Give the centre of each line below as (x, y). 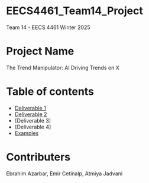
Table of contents (50, 91)
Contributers (38, 157)
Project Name (40, 51)
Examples (27, 133)
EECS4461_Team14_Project (74, 11)
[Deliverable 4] (33, 127)
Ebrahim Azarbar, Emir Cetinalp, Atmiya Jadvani (64, 174)
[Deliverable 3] (33, 120)
